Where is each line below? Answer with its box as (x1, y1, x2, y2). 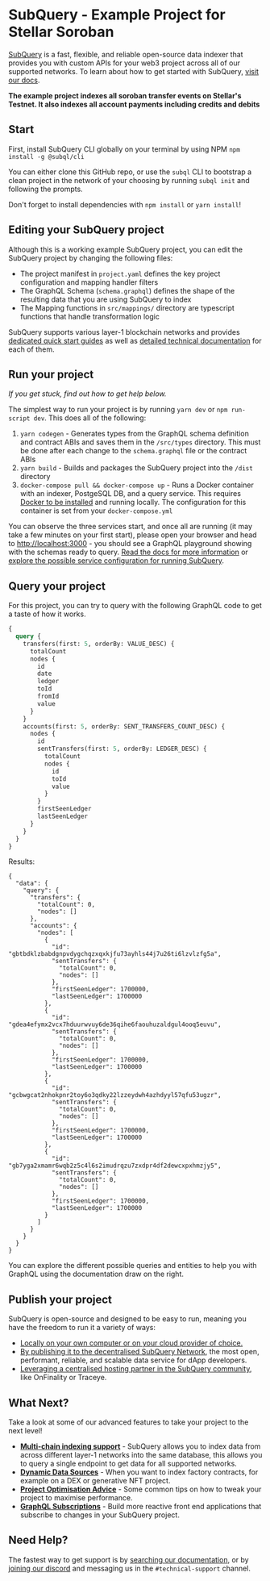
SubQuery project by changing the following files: (8, 252, 173, 263)
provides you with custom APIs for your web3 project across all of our (8, 58, 240, 68)
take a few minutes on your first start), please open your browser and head (8, 530, 257, 540)
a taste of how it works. (8, 609, 86, 619)
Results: (8, 857, 35, 866)
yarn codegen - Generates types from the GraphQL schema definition (19, 429, 250, 439)
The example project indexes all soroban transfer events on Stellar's (8, 90, 242, 100)
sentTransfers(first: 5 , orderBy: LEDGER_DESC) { (37, 745, 207, 753)
